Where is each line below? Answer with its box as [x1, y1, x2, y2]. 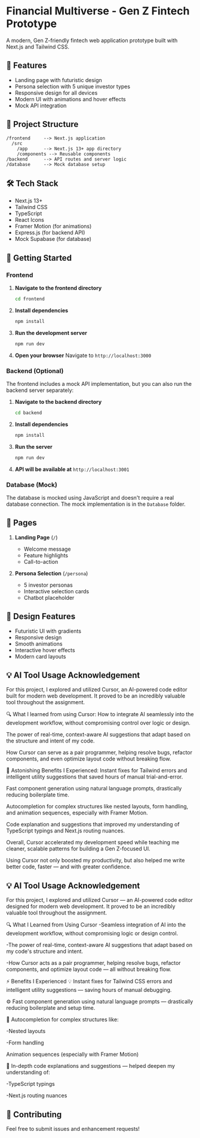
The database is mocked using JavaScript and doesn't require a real [6, 494, 174, 501]
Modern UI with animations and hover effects [14, 95, 127, 102]
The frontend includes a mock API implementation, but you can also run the [6, 380, 192, 387]
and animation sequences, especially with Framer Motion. [6, 809, 148, 816]
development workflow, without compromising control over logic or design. [6, 719, 191, 726]
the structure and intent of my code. [6, 737, 95, 744]
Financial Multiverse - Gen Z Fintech [6, 4, 190, 18]
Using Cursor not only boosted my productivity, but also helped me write [6, 857, 185, 864]
